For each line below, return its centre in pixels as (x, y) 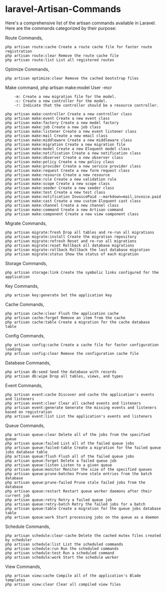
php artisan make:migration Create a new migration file (65, 144)
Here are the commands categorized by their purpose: (61, 28)
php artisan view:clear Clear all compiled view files (63, 584)
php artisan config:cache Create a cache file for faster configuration (82, 345)
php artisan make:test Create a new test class (55, 192)
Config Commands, (25, 336)
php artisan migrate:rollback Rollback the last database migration (78, 250)
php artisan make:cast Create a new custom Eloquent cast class (73, 201)
